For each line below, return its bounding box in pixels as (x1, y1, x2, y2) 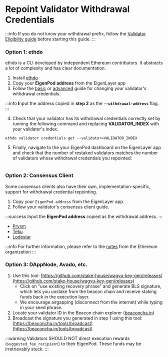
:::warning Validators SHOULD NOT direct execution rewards (5, 335, 130, 341)
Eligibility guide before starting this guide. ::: (5, 36, 96, 42)
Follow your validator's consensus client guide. (12, 203, 109, 209)
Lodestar (12, 233, 31, 239)
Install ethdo (12, 75, 38, 81)
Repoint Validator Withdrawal (5, 3, 130, 15)
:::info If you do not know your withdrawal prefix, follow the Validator (5, 30, 146, 36)
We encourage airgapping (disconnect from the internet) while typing (19, 299, 163, 305)
